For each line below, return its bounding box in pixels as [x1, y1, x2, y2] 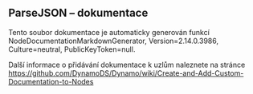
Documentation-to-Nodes [8, 76, 94, 86]
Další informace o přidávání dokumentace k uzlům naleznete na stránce [8, 60, 246, 69]
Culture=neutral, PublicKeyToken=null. [8, 44, 136, 54]
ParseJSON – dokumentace [8, 6, 149, 20]
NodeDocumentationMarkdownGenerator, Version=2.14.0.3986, [8, 36, 219, 45]
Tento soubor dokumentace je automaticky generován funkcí [8, 27, 210, 37]
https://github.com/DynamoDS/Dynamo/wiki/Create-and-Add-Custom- [8, 68, 244, 78]
